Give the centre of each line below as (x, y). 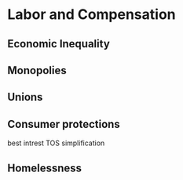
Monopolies (37, 70)
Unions (25, 97)
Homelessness (45, 168)
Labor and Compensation (91, 15)
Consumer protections (64, 124)
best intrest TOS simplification (56, 143)
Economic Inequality (59, 44)
